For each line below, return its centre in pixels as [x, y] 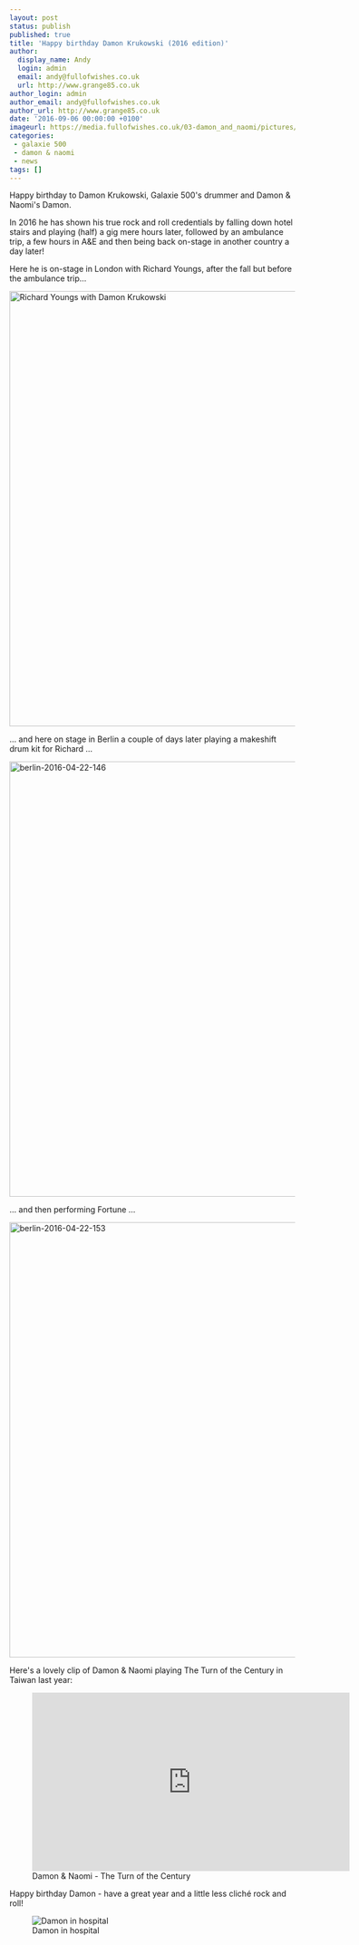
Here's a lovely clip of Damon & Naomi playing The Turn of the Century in [146, 1670]
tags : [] [26, 170]
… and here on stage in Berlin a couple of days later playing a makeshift [143, 739]
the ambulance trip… [48, 278]
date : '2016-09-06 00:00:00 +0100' [77, 119]
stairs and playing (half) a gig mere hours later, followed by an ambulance [146, 232]
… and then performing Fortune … [73, 1210]
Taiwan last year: [41, 1680]
